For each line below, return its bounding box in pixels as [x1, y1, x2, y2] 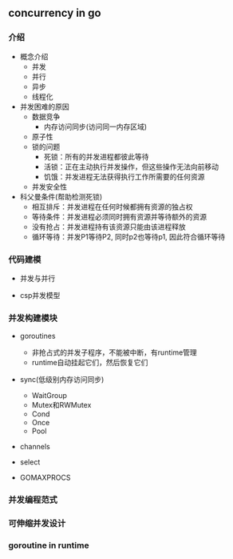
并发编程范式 [8, 494, 58, 505]
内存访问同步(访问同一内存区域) [43, 122, 148, 131]
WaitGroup [31, 391, 68, 400]
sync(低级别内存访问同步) [19, 375, 105, 384]
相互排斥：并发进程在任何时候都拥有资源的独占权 [31, 202, 193, 211]
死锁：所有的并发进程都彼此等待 [43, 151, 149, 161]
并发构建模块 [8, 312, 58, 324]
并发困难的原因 [19, 102, 69, 111]
